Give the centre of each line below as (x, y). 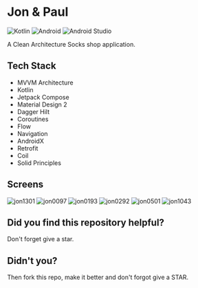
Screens (25, 185)
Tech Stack (32, 66)
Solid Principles (39, 163)
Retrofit (27, 148)
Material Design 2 (42, 104)
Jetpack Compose (43, 97)
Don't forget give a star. (41, 239)
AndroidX (31, 141)
